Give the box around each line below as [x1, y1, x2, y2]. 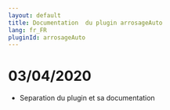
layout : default [8, 11, 61, 20]
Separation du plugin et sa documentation [19, 93, 155, 103]
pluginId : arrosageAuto [8, 33, 86, 42]
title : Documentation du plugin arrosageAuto [8, 19, 163, 27]
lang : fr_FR [8, 26, 47, 34]
